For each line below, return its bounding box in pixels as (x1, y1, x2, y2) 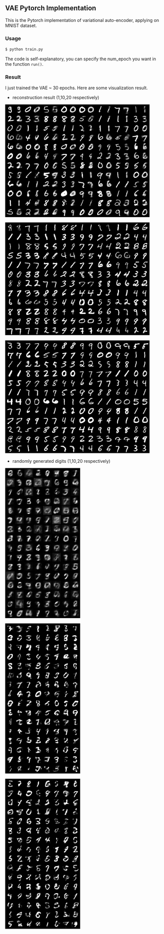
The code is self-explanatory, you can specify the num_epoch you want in (5, 56, 156, 62)
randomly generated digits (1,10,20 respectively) (12, 458, 110, 464)
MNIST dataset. (5, 22, 37, 28)
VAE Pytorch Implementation (5, 4, 97, 12)
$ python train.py (5, 47, 43, 52)
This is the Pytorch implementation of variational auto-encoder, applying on (5, 17, 160, 23)
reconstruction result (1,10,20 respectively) (12, 95, 100, 101)
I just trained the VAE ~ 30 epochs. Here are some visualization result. (5, 85, 148, 91)
